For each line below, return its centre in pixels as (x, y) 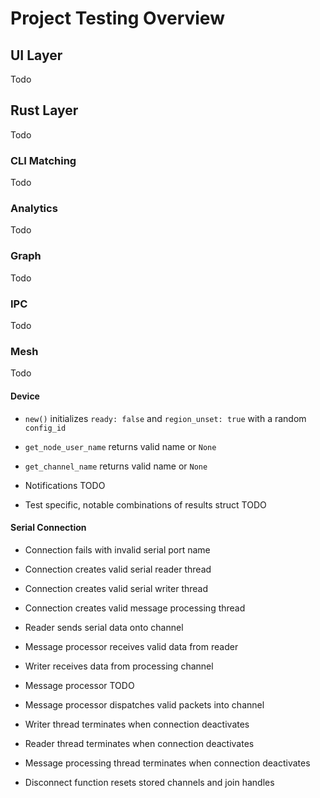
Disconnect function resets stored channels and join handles (149, 782)
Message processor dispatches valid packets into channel (144, 704)
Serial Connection (48, 528)
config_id (45, 428)
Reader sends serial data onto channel (104, 627)
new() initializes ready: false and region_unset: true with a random (165, 418)
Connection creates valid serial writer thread (116, 588)
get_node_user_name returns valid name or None (120, 446)
